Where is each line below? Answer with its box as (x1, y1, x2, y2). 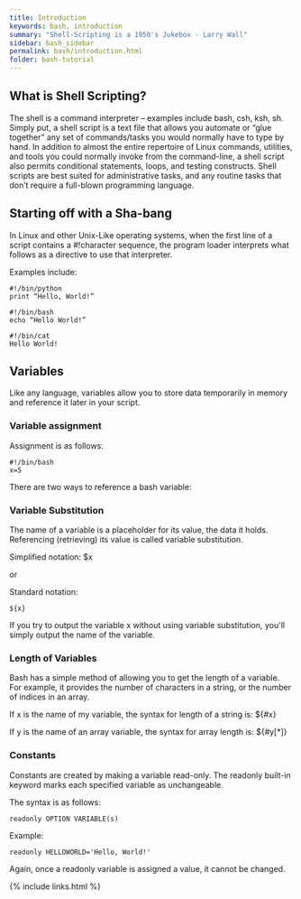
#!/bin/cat (9, 331, 50, 340)
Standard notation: (9, 587, 78, 598)
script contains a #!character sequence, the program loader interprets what (9, 239, 290, 250)
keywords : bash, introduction (9, 22, 123, 31)
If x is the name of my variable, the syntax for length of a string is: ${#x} (9, 709, 277, 720)
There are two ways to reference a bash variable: (9, 481, 192, 492)
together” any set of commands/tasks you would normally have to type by (9, 132, 285, 143)
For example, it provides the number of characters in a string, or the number (9, 682, 292, 693)
